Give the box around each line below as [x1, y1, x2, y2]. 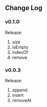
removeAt [12, 97, 31, 103]
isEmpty [12, 44, 29, 50]
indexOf [12, 49, 28, 55]
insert [12, 92, 24, 98]
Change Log [5, 4, 43, 12]
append [12, 87, 28, 93]
